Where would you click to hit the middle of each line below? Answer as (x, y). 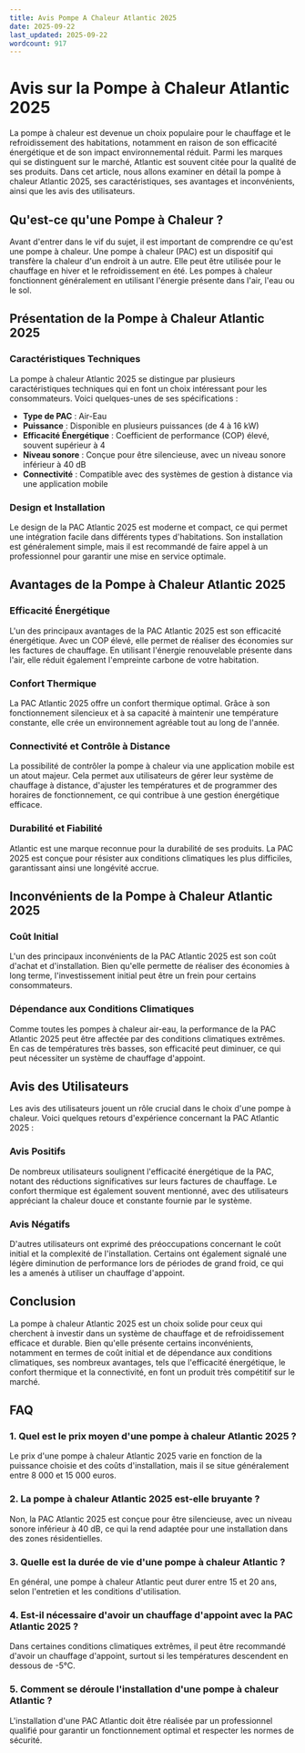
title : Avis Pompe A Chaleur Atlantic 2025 (93, 18)
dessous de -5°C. (42, 1665)
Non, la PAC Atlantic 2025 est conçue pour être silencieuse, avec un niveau (151, 1519)
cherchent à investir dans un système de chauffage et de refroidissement (147, 1333)
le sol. (20, 290)
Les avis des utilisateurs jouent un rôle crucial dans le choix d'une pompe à (150, 1109)
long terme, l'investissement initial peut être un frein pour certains (133, 975)
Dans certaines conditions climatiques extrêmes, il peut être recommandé (148, 1646)
